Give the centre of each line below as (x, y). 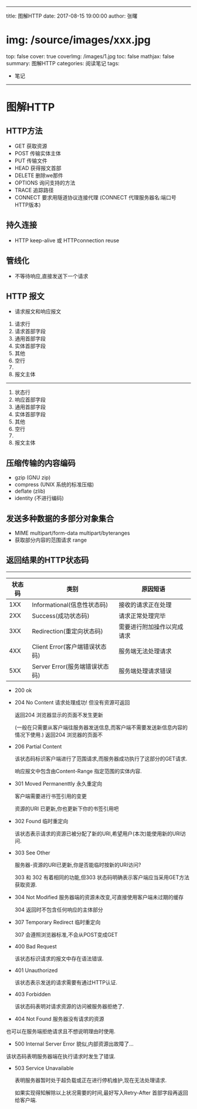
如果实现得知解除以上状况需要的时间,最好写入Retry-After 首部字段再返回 (101, 1093)
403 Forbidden (33, 994)
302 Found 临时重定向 (41, 821)
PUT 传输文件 (31, 161)
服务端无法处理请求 (145, 651)
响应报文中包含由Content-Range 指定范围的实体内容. (78, 771)
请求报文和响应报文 (38, 312)
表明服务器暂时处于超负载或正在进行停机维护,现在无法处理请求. (91, 1080)
